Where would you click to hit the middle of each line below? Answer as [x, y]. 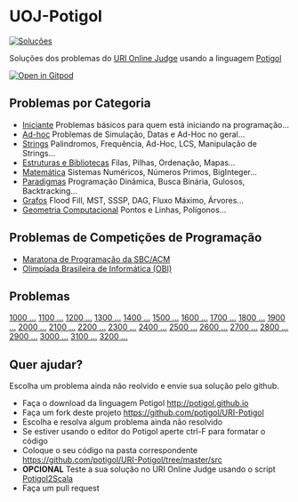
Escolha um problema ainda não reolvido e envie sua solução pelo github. [145, 386]
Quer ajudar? [46, 365]
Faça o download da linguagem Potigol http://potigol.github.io [135, 403]
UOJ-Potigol [56, 16]
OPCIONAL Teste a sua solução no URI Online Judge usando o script [149, 469]
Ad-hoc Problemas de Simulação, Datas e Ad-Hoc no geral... [133, 134]
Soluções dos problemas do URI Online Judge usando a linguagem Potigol [145, 58]
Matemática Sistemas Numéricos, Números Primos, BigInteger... [140, 171]
